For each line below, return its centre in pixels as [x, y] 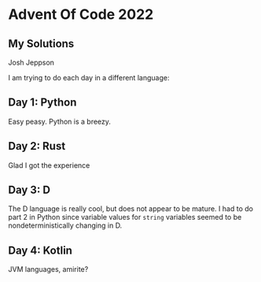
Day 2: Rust [37, 146]
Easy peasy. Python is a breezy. [60, 121]
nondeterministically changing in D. [65, 225]
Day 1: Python [42, 103]
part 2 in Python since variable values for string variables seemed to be [125, 217]
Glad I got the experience [49, 165]
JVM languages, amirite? [48, 269]
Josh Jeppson [31, 62]
